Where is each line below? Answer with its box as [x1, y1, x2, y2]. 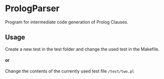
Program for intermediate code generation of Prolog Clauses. [5, 19, 129, 25]
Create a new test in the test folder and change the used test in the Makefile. [5, 46, 160, 52]
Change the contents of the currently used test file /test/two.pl [5, 68, 135, 74]
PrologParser [5, 3, 60, 14]
